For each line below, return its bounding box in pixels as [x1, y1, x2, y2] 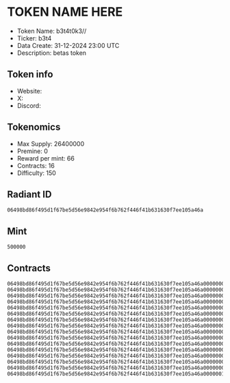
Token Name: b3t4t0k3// [16, 27, 87, 35]
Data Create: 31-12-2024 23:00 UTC [16, 41, 120, 49]
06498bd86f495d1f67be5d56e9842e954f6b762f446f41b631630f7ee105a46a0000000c [7, 347, 228, 353]
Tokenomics [7, 121, 61, 133]
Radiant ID [7, 188, 52, 200]
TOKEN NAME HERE [7, 4, 123, 20]
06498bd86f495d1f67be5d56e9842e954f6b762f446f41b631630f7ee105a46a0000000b [7, 340, 228, 347]
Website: [16, 86, 42, 95]
